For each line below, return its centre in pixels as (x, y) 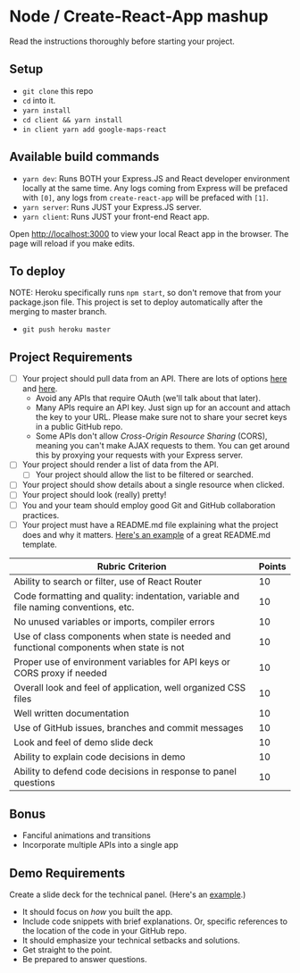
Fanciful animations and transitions (87, 835)
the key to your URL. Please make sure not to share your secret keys (161, 417)
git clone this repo (58, 90)
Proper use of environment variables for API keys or (122, 661)
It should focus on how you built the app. (97, 912)
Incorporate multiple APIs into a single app (100, 845)
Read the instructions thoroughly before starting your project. (122, 41)
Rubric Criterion (132, 566)
